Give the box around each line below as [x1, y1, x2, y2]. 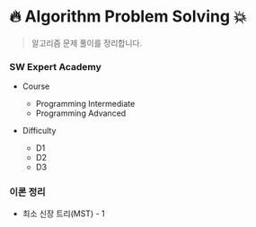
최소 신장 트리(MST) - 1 [22, 208, 105, 219]
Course [22, 81, 50, 92]
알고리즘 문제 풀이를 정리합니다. [31, 38, 142, 48]
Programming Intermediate [35, 99, 136, 109]
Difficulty [22, 126, 57, 136]
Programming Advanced [35, 108, 127, 118]
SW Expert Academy [9, 60, 102, 73]
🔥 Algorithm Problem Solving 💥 [9, 6, 247, 27]
